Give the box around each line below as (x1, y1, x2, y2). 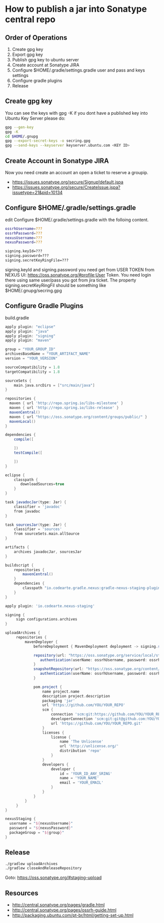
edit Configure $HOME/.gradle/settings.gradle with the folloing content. (5, 217, 149, 223)
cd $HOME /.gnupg (5, 134, 38, 139)
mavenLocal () (9, 419, 36, 424)
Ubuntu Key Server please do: (5, 115, 66, 121)
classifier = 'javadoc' (14, 504, 62, 509)
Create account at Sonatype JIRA (12, 62, 80, 68)
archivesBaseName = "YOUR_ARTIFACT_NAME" (5, 352, 91, 357)
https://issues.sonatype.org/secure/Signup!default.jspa (12, 179, 123, 185)
